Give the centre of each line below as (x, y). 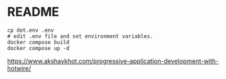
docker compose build (38, 42)
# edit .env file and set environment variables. (80, 36)
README (33, 12)
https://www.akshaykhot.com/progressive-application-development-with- (113, 61)
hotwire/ (19, 68)
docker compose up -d (38, 48)
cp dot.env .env (31, 30)
